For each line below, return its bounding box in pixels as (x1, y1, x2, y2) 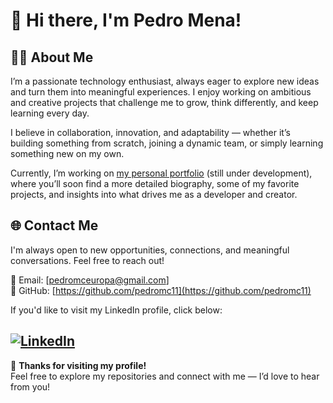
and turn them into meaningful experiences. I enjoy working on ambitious (10, 86, 312, 98)
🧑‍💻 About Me (10, 49, 94, 66)
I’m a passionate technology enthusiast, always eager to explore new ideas (10, 75, 320, 87)
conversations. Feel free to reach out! (10, 254, 165, 266)
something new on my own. (10, 148, 125, 159)
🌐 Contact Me (10, 217, 99, 234)
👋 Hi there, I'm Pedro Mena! (10, 9, 242, 32)
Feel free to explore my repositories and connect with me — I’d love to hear (10, 370, 320, 382)
